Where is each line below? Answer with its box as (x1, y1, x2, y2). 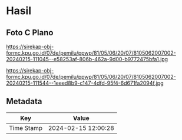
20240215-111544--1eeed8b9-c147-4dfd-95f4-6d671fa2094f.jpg (6, 79, 164, 86)
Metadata (6, 96, 42, 106)
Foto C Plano (6, 28, 54, 38)
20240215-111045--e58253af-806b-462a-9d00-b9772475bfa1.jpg (6, 56, 168, 62)
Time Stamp (9, 124, 43, 132)
